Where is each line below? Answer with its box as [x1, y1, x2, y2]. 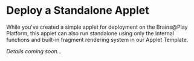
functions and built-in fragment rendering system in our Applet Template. [6, 36, 189, 43]
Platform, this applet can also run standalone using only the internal [6, 29, 174, 36]
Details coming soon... [6, 47, 62, 54]
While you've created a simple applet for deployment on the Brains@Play [6, 23, 188, 30]
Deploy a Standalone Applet [6, 4, 149, 17]
